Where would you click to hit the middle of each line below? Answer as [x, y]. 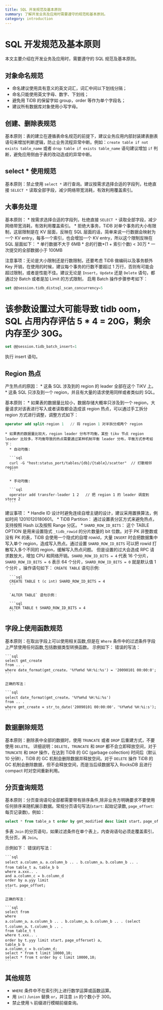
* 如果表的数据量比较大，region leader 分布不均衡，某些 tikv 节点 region [74, 434]
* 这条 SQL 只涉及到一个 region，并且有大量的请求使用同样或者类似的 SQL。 [81, 392]
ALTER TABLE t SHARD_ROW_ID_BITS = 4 [48, 608]
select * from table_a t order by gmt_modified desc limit [66, 822]
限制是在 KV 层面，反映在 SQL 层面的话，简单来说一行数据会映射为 [89, 232]
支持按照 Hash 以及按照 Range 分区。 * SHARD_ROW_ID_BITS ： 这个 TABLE [77, 525]
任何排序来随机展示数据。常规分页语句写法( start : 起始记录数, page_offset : [79, 806]
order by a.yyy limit [27, 880]
